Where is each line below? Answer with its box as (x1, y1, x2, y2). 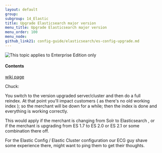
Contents (5, 63, 24, 69)
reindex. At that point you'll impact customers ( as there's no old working (5, 98, 150, 103)
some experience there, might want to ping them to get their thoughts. (5, 142, 145, 148)
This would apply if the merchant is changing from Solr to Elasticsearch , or (5, 118, 155, 123)
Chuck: (5, 83, 19, 89)
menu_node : (5, 34, 27, 39)
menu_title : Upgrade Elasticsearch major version (5, 25, 107, 30)
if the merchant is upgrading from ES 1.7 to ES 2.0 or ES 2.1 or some (5, 122, 140, 129)
